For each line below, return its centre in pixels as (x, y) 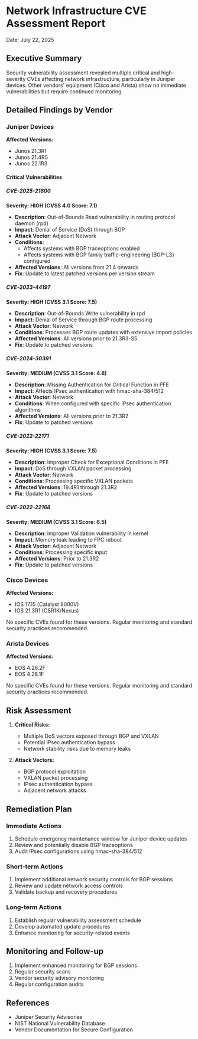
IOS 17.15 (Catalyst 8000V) (47, 604)
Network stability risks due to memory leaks (77, 749)
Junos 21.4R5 (31, 157)
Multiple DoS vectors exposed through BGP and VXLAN (91, 736)
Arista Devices (28, 644)
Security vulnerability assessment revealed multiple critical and (83, 73)
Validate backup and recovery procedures (66, 892)
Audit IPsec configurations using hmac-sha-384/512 (79, 851)
